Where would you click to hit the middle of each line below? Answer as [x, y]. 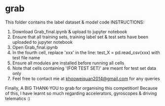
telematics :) [18, 98]
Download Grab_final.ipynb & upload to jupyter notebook [70, 31]
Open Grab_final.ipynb [35, 47]
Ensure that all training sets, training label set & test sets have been [80, 37]
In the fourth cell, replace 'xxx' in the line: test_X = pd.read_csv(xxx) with [86, 53]
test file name [26, 57]
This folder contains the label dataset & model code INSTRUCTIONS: [75, 22]
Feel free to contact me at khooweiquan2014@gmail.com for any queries [86, 79]
